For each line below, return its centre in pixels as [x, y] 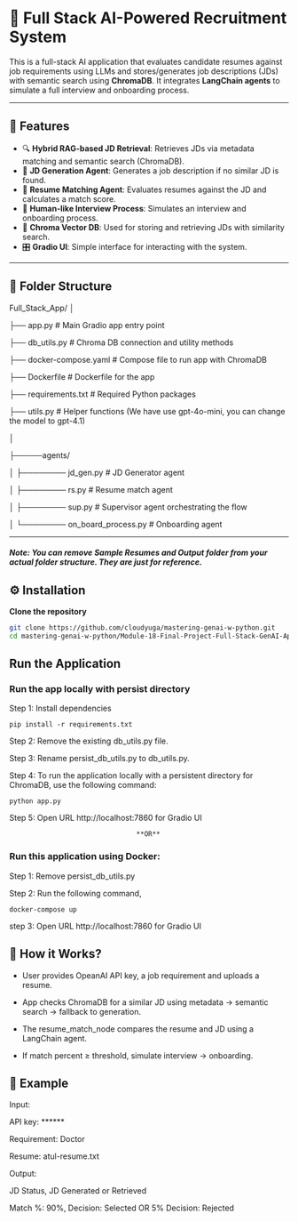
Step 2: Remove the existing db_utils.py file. [89, 741]
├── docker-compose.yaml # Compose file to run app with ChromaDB [138, 359]
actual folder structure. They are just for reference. [106, 562]
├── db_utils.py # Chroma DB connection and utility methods [122, 342]
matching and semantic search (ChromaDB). [103, 161]
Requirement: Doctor [47, 1139]
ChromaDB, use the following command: [83, 785]
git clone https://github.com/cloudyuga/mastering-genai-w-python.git [142, 627]
